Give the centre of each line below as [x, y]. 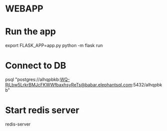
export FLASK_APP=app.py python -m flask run [54, 45]
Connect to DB [36, 66]
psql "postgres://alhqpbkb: [33, 79]
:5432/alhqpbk [147, 85]
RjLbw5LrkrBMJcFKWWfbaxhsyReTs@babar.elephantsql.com [69, 85]
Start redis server [42, 110]
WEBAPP [24, 9]
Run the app [31, 32]
